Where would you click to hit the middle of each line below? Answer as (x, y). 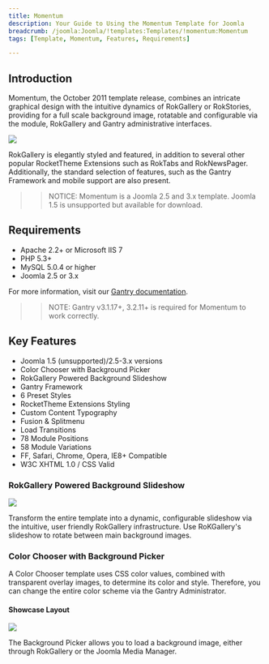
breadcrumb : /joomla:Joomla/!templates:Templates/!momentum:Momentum (128, 31)
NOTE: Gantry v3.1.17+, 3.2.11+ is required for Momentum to (147, 307)
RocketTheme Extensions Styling (75, 404)
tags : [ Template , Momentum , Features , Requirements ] (99, 39)
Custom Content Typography (68, 412)
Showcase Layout (39, 610)
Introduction (41, 78)
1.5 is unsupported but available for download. (126, 205)
